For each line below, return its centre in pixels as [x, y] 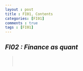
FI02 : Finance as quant [42, 47]
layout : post [19, 9]
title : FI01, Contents [29, 14]
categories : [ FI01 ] [25, 18]
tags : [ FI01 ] [19, 28]
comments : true [21, 23]
